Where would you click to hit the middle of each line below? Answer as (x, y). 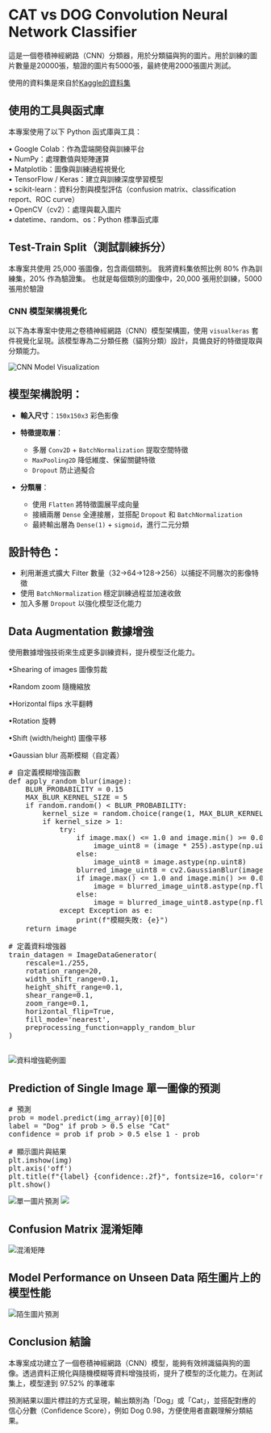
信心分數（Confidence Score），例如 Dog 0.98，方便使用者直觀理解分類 (127, 1410)
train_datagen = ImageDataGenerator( (83, 955)
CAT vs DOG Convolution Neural (118, 15)
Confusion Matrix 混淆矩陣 (76, 1229)
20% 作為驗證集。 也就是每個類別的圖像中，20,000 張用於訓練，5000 (146, 278)
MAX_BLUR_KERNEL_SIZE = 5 (77, 798)
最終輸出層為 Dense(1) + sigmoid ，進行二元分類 (110, 524)
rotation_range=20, (64, 971)
